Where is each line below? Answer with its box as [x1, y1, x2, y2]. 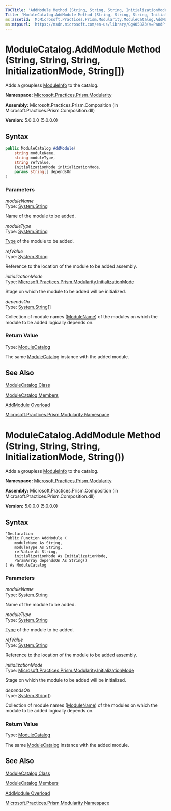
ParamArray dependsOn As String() [14, 558, 88, 563]
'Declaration [5, 531, 33, 536]
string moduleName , [14, 150, 56, 156]
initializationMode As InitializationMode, [14, 554, 108, 559]
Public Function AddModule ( [5, 536, 67, 541]
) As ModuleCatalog [5, 562, 47, 568]
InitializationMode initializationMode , [14, 164, 101, 170]
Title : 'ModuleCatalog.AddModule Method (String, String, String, [5, 12, 149, 17]
